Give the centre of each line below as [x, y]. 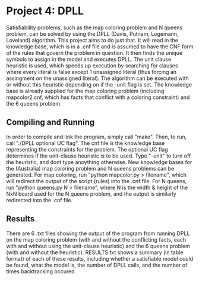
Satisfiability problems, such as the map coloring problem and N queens [94, 27]
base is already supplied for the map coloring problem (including [85, 91]
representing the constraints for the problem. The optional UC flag [87, 149]
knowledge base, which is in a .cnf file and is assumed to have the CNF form [100, 47]
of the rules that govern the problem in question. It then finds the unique [94, 53]
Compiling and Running [50, 123]
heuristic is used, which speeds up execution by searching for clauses [92, 65]
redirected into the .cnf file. [40, 200]
